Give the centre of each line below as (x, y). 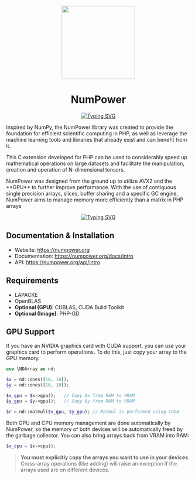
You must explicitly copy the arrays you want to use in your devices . (105, 457)
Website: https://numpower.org (52, 249)
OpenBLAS (28, 301)
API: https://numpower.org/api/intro (57, 262)
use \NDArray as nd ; (31, 369)
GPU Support (30, 332)
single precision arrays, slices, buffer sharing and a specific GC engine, (92, 193)
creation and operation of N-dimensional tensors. (66, 169)
